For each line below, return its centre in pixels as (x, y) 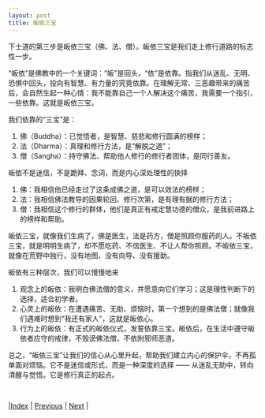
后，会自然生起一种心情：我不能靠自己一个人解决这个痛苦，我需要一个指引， (132, 92)
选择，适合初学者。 (51, 299)
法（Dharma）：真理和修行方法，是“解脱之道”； (96, 146)
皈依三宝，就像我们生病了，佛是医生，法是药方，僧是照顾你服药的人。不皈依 (132, 235)
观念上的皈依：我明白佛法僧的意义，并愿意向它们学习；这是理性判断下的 (137, 289)
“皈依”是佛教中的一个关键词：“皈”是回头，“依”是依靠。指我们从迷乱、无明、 (131, 73)
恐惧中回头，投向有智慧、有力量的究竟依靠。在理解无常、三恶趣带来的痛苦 (129, 83)
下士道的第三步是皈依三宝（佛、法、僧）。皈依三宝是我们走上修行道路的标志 (131, 46)
